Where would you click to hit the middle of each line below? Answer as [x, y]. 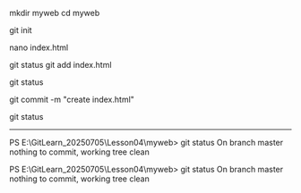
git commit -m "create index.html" [72, 99]
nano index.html [39, 47]
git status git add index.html [60, 65]
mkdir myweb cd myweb [55, 13]
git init [21, 30]
